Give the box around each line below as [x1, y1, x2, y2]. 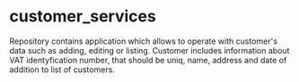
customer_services [9, 6, 157, 27]
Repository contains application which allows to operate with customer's [9, 36, 278, 46]
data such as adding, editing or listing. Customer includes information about [9, 45, 290, 55]
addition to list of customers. [9, 64, 115, 75]
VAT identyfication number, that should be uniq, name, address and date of [9, 54, 287, 65]
